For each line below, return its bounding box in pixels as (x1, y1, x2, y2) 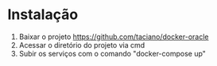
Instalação (7, 6, 79, 24)
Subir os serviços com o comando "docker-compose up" (18, 49, 206, 58)
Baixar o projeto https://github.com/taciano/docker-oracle (18, 32, 209, 41)
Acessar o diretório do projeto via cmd (18, 40, 145, 49)
